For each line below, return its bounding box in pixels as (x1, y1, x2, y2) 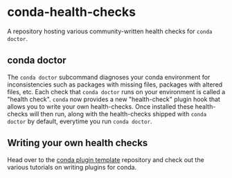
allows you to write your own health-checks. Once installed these (7, 102, 194, 111)
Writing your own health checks (7, 137, 148, 149)
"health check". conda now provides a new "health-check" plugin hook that (7, 95, 220, 103)
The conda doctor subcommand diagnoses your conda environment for (7, 73, 211, 81)
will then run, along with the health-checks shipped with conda (29, 109, 207, 118)
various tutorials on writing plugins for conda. (7, 163, 137, 171)
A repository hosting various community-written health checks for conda (7, 27, 213, 35)
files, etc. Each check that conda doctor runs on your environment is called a (7, 87, 226, 96)
